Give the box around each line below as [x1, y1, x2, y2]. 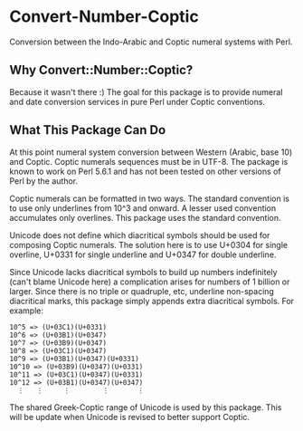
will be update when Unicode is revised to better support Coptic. [9, 411, 251, 422]
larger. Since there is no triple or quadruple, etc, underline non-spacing [9, 285, 274, 296]
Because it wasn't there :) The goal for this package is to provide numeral [9, 86, 283, 97]
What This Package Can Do [9, 122, 166, 138]
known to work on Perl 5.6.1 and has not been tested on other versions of [9, 166, 282, 177]
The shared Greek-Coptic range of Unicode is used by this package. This [9, 401, 282, 413]
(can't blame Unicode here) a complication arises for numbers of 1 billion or [9, 276, 290, 287]
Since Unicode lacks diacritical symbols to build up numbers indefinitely [9, 266, 278, 277]
